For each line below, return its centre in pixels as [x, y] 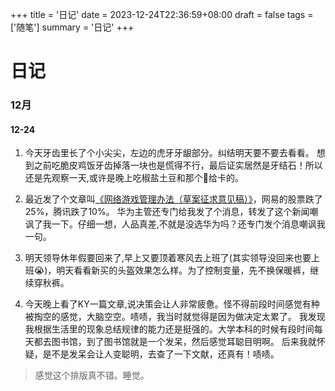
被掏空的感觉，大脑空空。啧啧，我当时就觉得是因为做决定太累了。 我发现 [175, 317]
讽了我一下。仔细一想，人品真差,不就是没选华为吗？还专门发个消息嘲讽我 [175, 224]
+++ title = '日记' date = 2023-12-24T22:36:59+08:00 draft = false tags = [162, 14]
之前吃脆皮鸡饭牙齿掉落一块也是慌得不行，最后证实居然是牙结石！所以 [178, 165]
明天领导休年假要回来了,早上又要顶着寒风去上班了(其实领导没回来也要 [168, 258]
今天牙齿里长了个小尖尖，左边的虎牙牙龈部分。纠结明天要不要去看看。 [169, 153]
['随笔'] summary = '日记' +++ [72, 27]
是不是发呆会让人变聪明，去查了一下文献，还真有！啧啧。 [161, 354]
